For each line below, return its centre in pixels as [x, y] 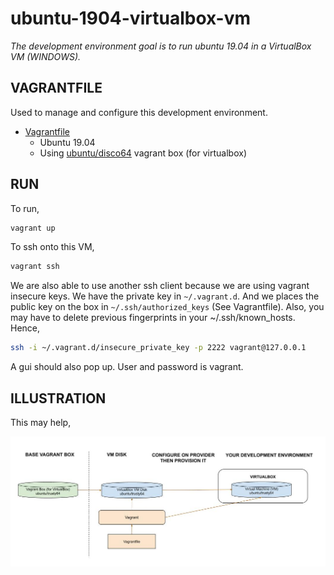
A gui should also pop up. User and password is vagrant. [127, 367]
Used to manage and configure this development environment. [139, 112]
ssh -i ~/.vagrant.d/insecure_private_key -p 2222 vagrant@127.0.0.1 [158, 348]
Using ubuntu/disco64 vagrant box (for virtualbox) [143, 153]
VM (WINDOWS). [46, 56]
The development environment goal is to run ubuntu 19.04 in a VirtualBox [161, 46]
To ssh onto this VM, [52, 247]
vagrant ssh [35, 267]
